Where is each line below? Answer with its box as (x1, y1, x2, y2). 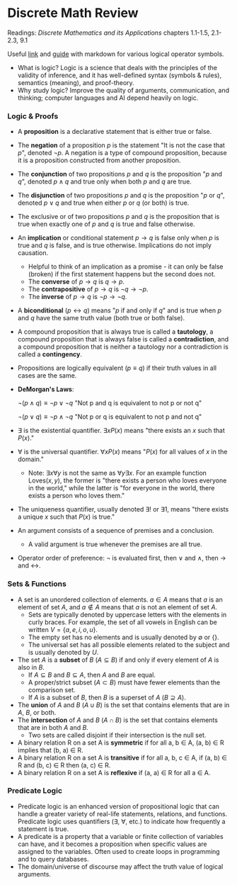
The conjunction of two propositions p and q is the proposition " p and (17, 170, 223, 179)
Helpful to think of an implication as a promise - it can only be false (28, 262, 224, 271)
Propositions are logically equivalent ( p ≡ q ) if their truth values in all (17, 363, 217, 373)
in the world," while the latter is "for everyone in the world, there (28, 484, 215, 492)
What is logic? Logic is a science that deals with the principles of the (17, 63, 218, 72)
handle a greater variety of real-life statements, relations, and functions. (17, 809, 228, 818)
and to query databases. (17, 855, 90, 863)
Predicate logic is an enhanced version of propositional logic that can (17, 802, 220, 811)
